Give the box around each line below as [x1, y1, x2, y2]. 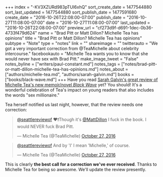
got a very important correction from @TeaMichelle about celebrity [5, 46, 139, 51]
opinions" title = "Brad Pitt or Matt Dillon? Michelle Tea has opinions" [5, 35, 142, 41]
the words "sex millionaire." [5, 92, 60, 98]
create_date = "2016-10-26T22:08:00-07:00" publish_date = [5, 15, 126, 20]
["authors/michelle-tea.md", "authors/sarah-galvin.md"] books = [5, 72, 134, 77]
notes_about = [99, 66, 129, 72]
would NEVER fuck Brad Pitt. [16, 124, 74, 129]
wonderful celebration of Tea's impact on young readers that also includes [5, 87, 154, 93]
